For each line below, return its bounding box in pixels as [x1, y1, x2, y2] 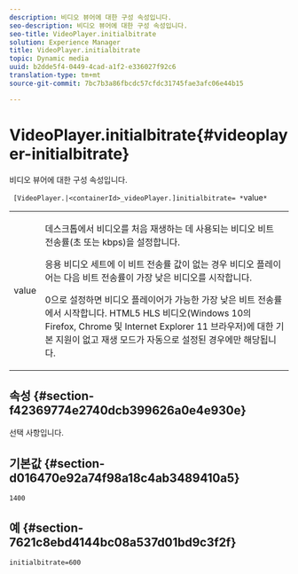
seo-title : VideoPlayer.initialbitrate [9, 29, 157, 38]
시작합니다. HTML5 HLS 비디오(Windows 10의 [63, 307, 252, 319]
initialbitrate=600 [9, 558, 82, 567]
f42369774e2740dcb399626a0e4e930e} [9, 403, 247, 418]
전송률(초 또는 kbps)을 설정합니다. [44, 236, 180, 248]
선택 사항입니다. [9, 428, 65, 438]
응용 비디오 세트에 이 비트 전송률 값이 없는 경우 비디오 [44, 258, 255, 271]
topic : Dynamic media [9, 54, 90, 63]
